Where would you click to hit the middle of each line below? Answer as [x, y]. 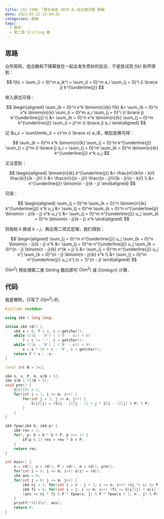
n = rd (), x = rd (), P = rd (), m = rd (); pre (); [64, 467]
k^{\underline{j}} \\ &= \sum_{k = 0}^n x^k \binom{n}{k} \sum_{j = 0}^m [82, 118]
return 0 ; [24, 508]
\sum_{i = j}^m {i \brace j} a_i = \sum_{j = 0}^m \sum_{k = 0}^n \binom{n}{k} [82, 148]
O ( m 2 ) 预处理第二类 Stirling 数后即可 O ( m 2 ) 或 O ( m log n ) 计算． [68, 269]
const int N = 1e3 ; [25, 367]
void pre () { [18, 385]
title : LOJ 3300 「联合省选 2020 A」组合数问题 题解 [55, 10]
